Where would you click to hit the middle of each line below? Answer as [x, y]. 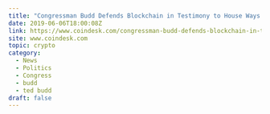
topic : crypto [32, 46]
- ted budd [34, 90]
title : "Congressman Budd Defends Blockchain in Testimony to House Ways [135, 16]
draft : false [30, 98]
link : [17, 31]
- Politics [34, 68]
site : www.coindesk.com [48, 38]
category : [25, 53]
